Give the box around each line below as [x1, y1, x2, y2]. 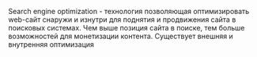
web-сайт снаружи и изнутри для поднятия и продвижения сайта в [8, 15, 236, 24]
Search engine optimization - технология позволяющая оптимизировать [8, 7, 250, 16]
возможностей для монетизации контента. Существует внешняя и [8, 31, 233, 41]
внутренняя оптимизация [8, 40, 95, 49]
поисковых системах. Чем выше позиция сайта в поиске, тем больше [8, 23, 245, 32]
